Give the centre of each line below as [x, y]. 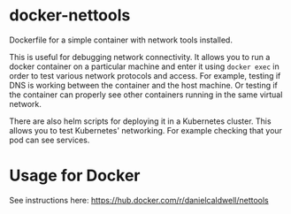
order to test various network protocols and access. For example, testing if [145, 75]
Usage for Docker [75, 176]
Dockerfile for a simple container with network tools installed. [121, 40]
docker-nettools [70, 15]
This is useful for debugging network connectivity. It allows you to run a [140, 57]
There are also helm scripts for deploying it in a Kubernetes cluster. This [140, 121]
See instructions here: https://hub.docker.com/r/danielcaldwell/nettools [139, 200]
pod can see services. [50, 140]
